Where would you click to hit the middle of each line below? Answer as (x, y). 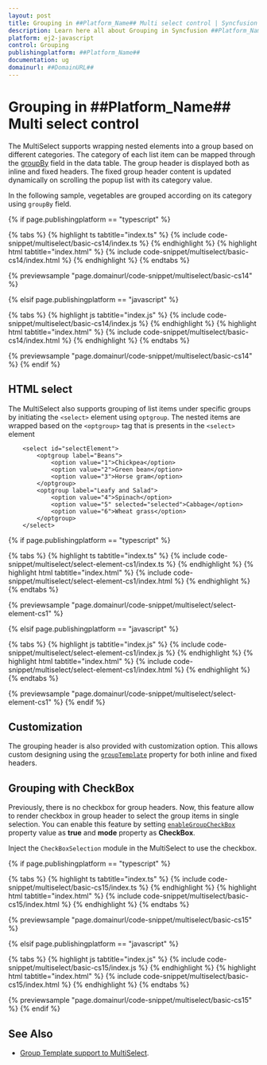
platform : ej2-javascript (51, 38)
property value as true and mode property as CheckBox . (102, 833)
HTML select (41, 389)
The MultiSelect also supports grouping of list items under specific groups (130, 408)
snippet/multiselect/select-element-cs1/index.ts (86, 564)
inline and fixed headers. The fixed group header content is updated (120, 171)
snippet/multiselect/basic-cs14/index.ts (73, 243)
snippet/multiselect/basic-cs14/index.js (73, 323)
